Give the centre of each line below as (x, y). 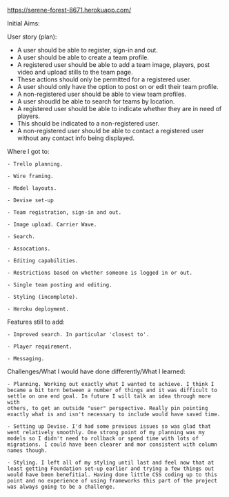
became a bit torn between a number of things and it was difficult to (112, 390)
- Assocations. (29, 248)
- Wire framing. (30, 176)
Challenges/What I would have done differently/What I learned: (97, 371)
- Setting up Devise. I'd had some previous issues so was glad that (109, 427)
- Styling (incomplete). (43, 297)
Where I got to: (28, 152)
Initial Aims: (23, 23)
